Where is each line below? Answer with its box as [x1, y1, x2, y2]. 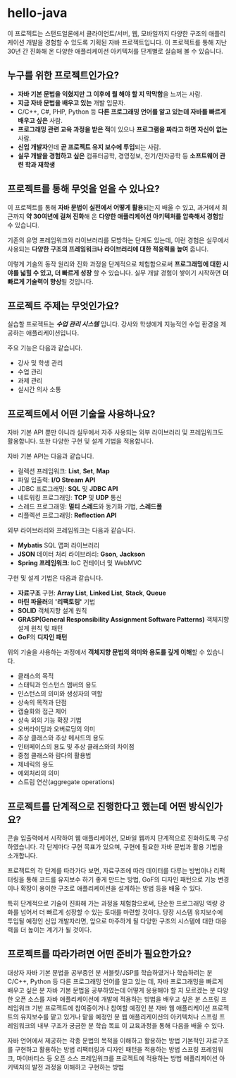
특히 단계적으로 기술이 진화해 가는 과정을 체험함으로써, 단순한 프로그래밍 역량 [7, 899, 218, 907]
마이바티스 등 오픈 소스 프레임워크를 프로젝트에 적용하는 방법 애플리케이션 [16, 1054, 218, 1062]
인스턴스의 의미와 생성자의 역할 [17, 689, 103, 698]
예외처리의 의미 [17, 769, 60, 778]
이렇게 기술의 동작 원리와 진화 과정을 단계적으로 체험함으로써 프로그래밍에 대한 [7, 259, 222, 268]
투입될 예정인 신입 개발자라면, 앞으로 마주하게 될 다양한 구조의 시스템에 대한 [7, 917, 214, 925]
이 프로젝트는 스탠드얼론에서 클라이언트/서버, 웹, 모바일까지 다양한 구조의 [7, 29, 207, 37]
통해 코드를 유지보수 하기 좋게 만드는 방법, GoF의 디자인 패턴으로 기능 [25, 875, 216, 884]
